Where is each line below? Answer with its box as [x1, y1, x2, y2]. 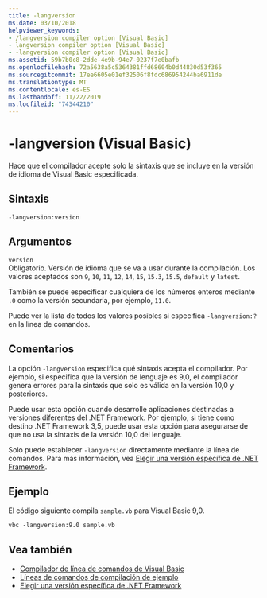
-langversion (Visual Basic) [8, 134, 192, 153]
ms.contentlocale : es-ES [8, 85, 91, 94]
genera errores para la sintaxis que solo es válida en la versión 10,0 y [8, 380, 234, 390]
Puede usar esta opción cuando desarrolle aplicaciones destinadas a [8, 404, 234, 414]
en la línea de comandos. [8, 319, 91, 328]
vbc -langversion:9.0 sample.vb [8, 522, 115, 530]
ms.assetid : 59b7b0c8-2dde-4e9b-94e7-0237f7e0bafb [8, 56, 180, 64]
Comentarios [8, 343, 75, 356]
